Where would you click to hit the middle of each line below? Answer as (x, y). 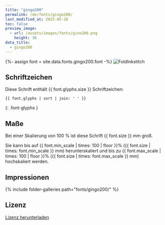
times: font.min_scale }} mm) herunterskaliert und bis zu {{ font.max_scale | (83, 151)
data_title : (18, 43)
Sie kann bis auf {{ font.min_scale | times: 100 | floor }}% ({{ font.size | (78, 146)
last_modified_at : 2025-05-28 (37, 19)
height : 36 (26, 38)
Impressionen (27, 177)
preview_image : (21, 29)
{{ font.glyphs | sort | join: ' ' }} (46, 98)
